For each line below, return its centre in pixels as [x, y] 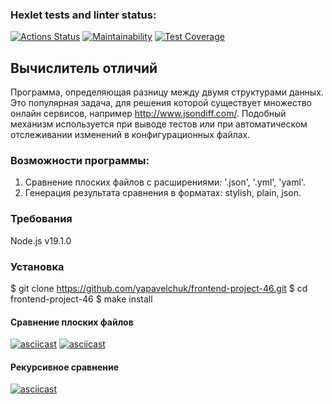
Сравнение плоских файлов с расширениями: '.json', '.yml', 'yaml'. [165, 182]
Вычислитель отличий [84, 68]
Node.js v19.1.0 [41, 240]
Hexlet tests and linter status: [83, 15]
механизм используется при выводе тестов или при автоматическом [159, 124]
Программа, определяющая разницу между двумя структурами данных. [167, 92]
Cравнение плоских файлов [72, 322]
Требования [41, 219]
